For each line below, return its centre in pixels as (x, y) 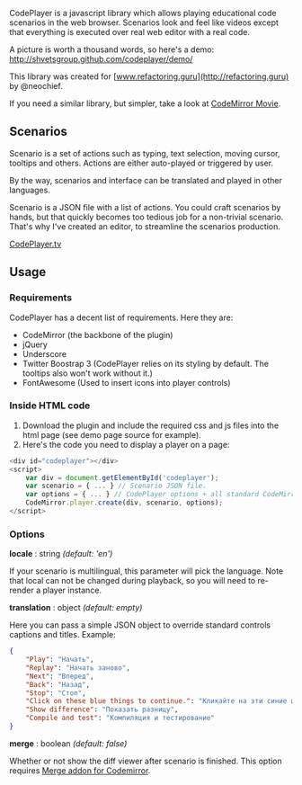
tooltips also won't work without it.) (87, 373)
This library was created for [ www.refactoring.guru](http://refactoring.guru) (149, 76)
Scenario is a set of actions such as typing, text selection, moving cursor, (145, 153)
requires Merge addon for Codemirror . (80, 770)
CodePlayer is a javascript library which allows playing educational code (143, 13)
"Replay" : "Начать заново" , (78, 668)
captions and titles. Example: (62, 635)
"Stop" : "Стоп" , (56, 693)
